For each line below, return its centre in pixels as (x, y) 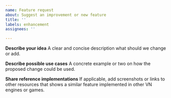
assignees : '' (20, 29)
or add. (13, 54)
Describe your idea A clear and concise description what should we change (86, 48)
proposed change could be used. (40, 69)
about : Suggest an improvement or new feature (56, 15)
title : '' (16, 19)
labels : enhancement (27, 24)
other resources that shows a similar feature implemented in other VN (79, 85)
